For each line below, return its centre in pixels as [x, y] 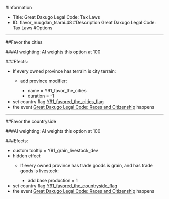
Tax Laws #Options [32, 28]
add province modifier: [44, 81]
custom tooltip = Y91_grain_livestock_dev [55, 151]
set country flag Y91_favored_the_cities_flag [58, 102]
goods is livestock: [39, 171]
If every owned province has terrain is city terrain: [64, 71]
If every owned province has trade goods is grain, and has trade [87, 166]
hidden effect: [27, 156]
